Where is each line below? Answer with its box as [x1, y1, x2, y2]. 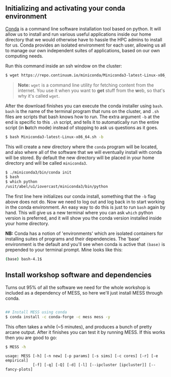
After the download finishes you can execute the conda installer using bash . [5, 102, 164, 109]
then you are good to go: [5, 335, 58, 341]
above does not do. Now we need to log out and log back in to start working [5, 199, 165, 205]
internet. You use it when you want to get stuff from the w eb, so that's [17, 87, 165, 94]
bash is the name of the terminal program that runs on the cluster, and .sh [5, 108, 159, 114]
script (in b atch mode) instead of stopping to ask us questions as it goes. [5, 124, 159, 130]
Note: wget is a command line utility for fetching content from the [17, 82, 154, 88]
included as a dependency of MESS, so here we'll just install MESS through [5, 290, 163, 296]
